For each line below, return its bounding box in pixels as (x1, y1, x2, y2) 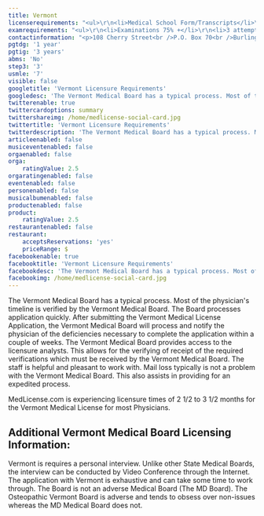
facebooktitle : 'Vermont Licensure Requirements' (8, 260, 174, 268)
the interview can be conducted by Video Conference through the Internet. (8, 467, 250, 476)
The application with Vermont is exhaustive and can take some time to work (8, 475, 253, 485)
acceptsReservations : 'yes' (22, 238, 114, 246)
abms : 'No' (8, 56, 44, 64)
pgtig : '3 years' (8, 48, 65, 56)
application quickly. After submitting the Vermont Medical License (8, 313, 222, 322)
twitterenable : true (8, 99, 76, 107)
